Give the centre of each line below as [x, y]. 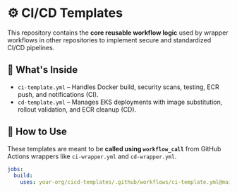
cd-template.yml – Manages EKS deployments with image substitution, [120, 102]
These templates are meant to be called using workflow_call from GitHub [114, 148]
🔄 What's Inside [43, 70]
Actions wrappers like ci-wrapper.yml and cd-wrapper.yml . [92, 156]
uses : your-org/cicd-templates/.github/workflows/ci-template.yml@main [127, 182]
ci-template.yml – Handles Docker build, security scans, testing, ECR [119, 87]
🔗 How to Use [37, 132]
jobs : [15, 169]
